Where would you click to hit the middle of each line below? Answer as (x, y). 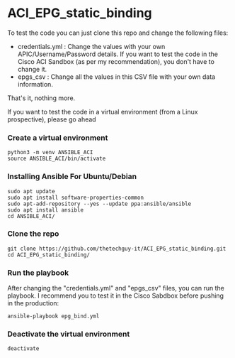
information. (35, 84)
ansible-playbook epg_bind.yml (53, 316)
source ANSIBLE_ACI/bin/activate (57, 159)
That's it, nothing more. (41, 98)
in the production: (33, 303)
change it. (32, 69)
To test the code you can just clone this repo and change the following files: (118, 33)
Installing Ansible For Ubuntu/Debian (72, 177)
